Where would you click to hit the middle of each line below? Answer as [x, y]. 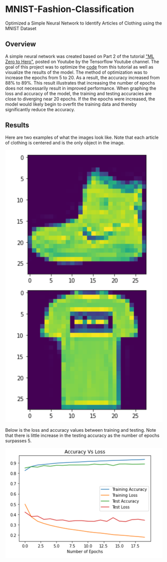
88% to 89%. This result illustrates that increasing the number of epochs [80, 83]
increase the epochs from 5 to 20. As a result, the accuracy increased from [82, 77]
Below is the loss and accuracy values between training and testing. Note [81, 430]
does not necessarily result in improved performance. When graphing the [81, 88]
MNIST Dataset [21, 28]
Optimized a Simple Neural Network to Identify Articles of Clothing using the [84, 23]
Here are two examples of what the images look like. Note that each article [82, 137]
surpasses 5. [18, 441]
